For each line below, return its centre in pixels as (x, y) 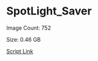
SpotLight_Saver (49, 11)
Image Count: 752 (29, 28)
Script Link (20, 51)
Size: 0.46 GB (23, 39)
